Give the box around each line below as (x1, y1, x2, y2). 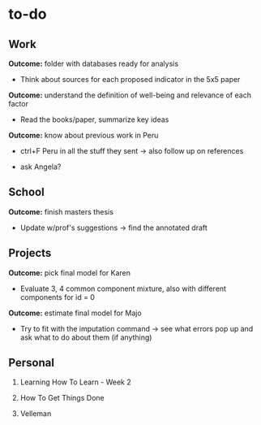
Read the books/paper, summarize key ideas (19, 115, 169, 124)
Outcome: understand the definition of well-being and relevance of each (8, 90, 251, 100)
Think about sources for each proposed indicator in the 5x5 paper (19, 75, 241, 84)
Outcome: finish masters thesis (8, 206, 113, 216)
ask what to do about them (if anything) (19, 332, 152, 342)
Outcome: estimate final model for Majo (8, 308, 142, 318)
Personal (8, 356, 55, 370)
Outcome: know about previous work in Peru (8, 131, 159, 140)
